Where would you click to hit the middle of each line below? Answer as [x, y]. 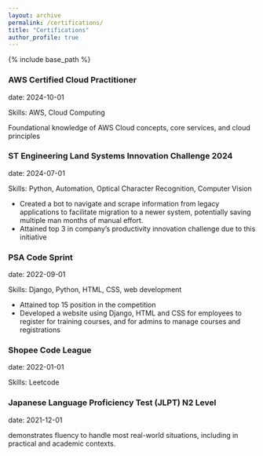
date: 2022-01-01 [36, 367]
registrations [40, 330]
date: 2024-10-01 [36, 97]
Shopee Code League [50, 350]
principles [24, 136]
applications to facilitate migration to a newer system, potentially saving [135, 212]
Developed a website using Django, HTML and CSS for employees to [130, 313]
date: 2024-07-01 [37, 173]
